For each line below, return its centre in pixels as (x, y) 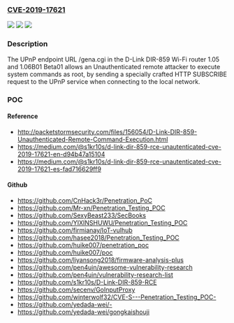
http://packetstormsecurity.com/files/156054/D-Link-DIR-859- (107, 131)
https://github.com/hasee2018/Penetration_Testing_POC (98, 237)
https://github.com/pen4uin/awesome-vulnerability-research (105, 267)
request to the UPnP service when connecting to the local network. (104, 81)
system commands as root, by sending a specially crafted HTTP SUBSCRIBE (117, 74)
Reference (23, 116)
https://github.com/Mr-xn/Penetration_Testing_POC (91, 208)
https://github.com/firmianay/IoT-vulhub (75, 230)
